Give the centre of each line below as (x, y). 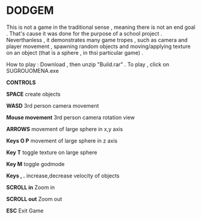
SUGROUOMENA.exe (32, 70)
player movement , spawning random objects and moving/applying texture (98, 46)
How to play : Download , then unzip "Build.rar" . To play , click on (88, 64)
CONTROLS (21, 82)
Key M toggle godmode (36, 164)
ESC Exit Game (25, 211)
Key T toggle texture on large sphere (52, 152)
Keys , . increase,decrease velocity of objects (63, 176)
